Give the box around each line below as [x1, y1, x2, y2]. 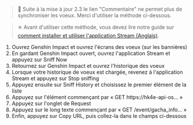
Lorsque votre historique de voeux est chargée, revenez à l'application [11, 68, 184, 75]
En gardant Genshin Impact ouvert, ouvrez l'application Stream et [11, 50, 171, 57]
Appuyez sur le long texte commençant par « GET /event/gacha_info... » [11, 106, 187, 113]
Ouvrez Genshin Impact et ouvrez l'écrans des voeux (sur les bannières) [11, 44, 188, 50]
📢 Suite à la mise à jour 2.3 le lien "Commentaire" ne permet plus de [17, 6, 182, 12]
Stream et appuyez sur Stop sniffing [11, 75, 99, 82]
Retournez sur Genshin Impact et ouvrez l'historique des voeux [11, 63, 165, 69]
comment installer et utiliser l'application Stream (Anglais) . [17, 32, 159, 39]
